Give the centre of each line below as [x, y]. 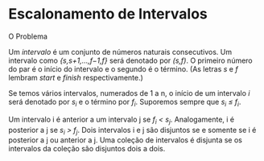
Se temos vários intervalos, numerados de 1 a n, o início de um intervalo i [129, 93]
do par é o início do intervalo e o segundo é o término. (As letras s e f [124, 68]
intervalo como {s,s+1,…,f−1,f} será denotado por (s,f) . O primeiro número [131, 60]
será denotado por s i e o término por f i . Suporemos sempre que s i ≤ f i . [125, 103]
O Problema [28, 36]
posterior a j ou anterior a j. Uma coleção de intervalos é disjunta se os [126, 140]
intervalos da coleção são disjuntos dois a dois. [87, 149]
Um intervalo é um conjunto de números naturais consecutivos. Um [120, 52]
